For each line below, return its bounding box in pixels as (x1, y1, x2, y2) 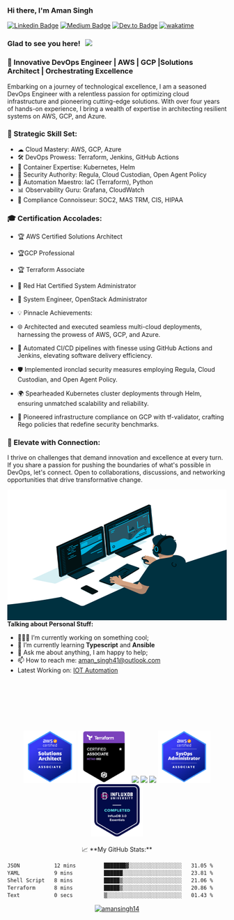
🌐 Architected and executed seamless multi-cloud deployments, (17, 323, 202, 331)
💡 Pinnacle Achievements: (17, 309, 93, 317)
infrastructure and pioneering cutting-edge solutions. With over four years (7, 97, 220, 105)
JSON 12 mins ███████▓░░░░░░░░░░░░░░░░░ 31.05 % (7, 862, 214, 870)
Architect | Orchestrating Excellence (7, 66, 134, 76)
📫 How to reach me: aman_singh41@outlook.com (17, 656, 161, 665)
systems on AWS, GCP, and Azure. (7, 112, 107, 120)
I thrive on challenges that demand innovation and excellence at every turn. (7, 453, 224, 462)
